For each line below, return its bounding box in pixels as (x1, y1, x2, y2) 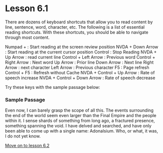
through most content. (5, 34, 50, 40)
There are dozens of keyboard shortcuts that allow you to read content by (5, 19, 153, 25)
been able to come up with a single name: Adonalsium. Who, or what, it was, (5, 128, 158, 134)
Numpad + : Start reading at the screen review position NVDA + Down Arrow (5, 44, 159, 50)
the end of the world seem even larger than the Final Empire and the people (5, 113, 157, 119)
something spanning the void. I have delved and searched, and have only (5, 123, 152, 129)
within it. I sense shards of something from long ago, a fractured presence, (5, 118, 155, 124)
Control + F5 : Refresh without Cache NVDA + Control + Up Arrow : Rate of (5, 69, 155, 75)
